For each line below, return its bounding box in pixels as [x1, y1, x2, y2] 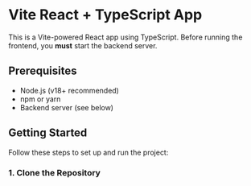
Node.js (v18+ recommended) [19, 85, 119, 95]
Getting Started [8, 126, 88, 140]
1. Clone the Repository [8, 167, 101, 179]
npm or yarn [19, 94, 61, 104]
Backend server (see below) [19, 102, 114, 112]
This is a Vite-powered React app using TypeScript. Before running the [8, 32, 243, 42]
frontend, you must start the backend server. [8, 40, 158, 50]
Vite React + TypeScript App [8, 6, 203, 24]
